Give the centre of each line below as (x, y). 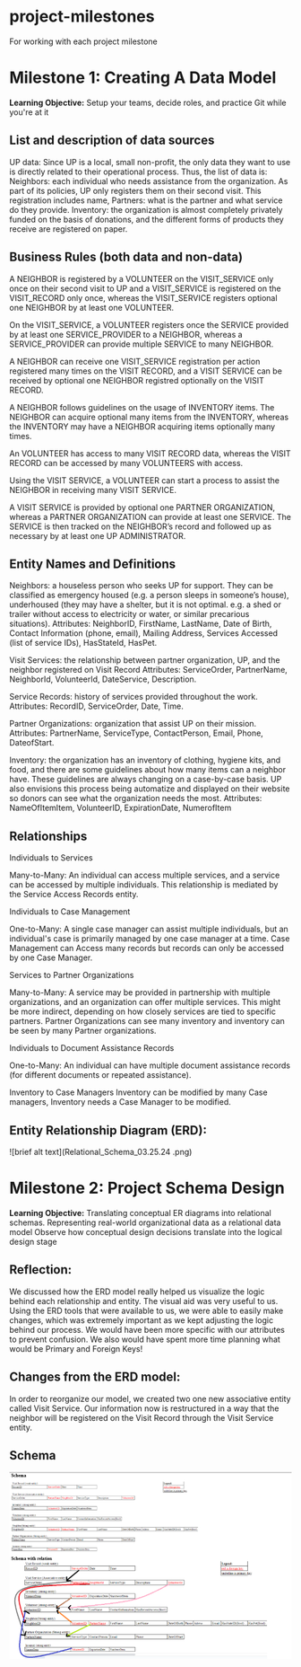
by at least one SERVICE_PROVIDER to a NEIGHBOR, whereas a (126, 334)
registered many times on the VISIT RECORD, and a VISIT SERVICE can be (146, 371)
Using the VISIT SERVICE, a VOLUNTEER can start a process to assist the (145, 480)
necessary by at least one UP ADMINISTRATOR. (98, 535)
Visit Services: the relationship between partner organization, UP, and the (145, 660)
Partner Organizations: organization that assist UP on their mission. (133, 724)
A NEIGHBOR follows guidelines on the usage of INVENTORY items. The (142, 407)
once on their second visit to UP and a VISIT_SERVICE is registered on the (145, 288)
